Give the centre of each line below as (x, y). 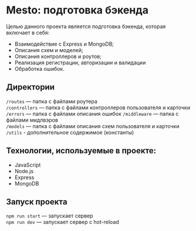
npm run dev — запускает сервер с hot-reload (62, 222)
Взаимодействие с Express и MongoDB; (64, 44)
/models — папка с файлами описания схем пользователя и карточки (93, 126)
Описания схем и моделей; (49, 50)
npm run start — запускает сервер (50, 216)
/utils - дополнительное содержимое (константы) (70, 132)
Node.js (24, 171)
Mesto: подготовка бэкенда (77, 10)
